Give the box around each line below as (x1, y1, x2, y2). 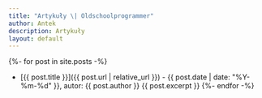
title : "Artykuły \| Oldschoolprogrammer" (8, 11, 154, 20)
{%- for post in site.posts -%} (8, 57, 108, 66)
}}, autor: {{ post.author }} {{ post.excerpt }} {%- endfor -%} (54, 81, 255, 91)
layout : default (8, 34, 63, 43)
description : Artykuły (8, 27, 85, 35)
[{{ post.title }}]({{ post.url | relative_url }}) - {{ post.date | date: (19, 72, 230, 82)
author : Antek (8, 19, 57, 28)
